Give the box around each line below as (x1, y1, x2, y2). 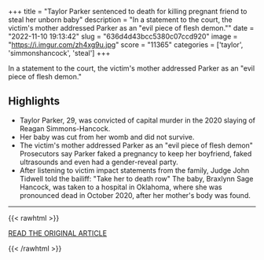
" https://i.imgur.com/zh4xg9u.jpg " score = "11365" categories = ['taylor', (8, 40, 244, 49)
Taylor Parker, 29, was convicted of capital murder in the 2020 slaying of (19, 115, 256, 125)
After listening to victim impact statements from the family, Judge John (19, 165, 250, 175)
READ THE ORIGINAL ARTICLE (8, 228, 108, 238)
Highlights (8, 94, 60, 108)
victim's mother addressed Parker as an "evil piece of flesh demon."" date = (8, 24, 255, 32)
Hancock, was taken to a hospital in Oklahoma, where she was (19, 182, 222, 192)
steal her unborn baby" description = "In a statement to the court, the (8, 15, 233, 24)
